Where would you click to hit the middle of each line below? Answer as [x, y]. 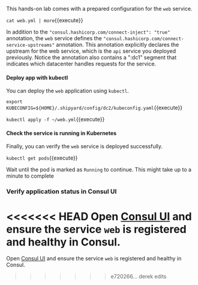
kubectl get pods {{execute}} [42, 158]
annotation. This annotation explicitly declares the [118, 45]
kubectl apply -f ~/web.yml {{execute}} [55, 119]
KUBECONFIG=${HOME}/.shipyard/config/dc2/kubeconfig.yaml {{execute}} [94, 108]
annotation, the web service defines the [54, 38]
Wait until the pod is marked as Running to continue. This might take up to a [99, 170]
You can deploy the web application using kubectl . [67, 91]
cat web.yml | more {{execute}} [45, 20]
